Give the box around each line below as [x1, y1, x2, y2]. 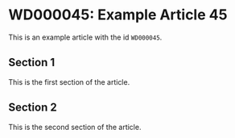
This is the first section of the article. [8, 77, 130, 86]
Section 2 [8, 101, 58, 115]
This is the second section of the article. [8, 122, 142, 132]
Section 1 [8, 56, 55, 69]
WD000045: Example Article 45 [8, 6, 228, 24]
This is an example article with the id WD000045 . [8, 32, 163, 42]
